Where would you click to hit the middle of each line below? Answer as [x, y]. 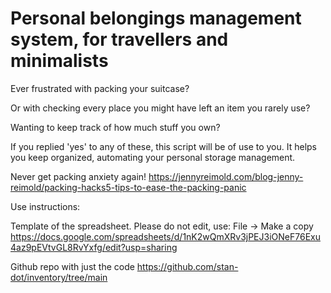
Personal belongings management [156, 18]
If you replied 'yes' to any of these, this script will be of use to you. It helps [164, 146]
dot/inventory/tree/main [59, 277]
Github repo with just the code [72, 266]
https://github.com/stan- [187, 266]
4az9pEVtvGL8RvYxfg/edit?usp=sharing [94, 247]
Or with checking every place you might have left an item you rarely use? [160, 108]
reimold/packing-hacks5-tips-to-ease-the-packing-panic [128, 187]
